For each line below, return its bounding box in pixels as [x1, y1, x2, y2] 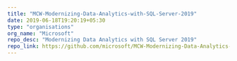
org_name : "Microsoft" [7, 29, 74, 37]
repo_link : [7, 43, 39, 50]
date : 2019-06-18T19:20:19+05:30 [7, 17, 106, 24]
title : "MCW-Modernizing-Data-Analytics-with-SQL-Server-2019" [7, 10, 197, 18]
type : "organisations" [7, 23, 74, 30]
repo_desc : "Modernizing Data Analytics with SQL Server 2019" [7, 36, 197, 43]
